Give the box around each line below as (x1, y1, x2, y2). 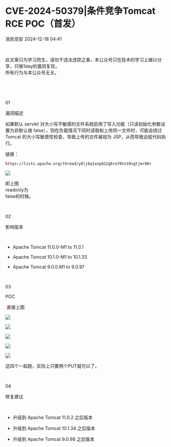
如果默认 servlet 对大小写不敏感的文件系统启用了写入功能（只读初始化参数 (5, 121, 161, 127)
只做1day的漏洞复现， (14, 63, 60, 69)
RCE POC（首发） (5, 18, 81, 30)
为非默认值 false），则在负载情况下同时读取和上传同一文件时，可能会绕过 (9, 127, 162, 133)
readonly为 (5, 187, 29, 193)
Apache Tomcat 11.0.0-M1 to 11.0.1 (12, 244, 84, 250)
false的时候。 (5, 193, 34, 199)
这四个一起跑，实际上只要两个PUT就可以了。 (5, 363, 100, 369)
